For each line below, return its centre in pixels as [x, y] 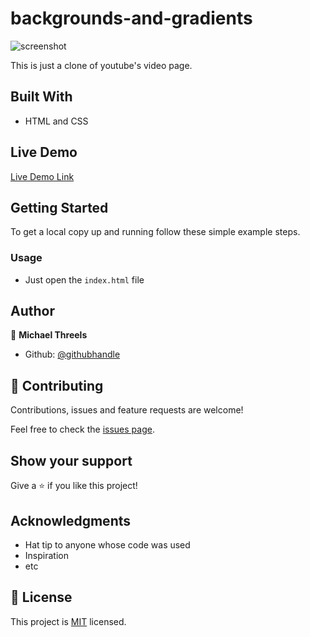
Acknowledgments [71, 520]
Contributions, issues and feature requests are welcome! [127, 410]
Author [32, 311]
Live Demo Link [42, 176]
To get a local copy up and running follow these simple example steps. [155, 232]
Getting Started [59, 207]
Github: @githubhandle [72, 354]
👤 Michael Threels [49, 335]
